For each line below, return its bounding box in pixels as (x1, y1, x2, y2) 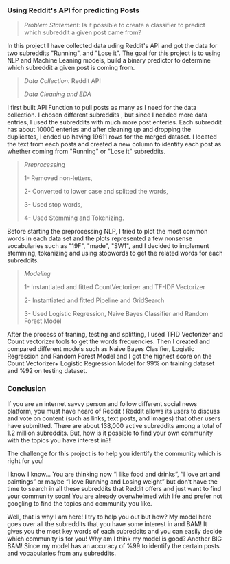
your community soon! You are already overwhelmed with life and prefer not (7, 492, 222, 500)
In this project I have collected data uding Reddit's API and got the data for (7, 42, 218, 50)
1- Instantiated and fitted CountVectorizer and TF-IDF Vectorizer (23, 283, 206, 291)
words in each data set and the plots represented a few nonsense (7, 234, 193, 242)
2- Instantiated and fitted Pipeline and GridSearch (23, 296, 165, 304)
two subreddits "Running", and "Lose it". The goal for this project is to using (7, 49, 221, 57)
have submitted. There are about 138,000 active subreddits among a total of (7, 421, 222, 429)
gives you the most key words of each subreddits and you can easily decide (7, 527, 222, 535)
